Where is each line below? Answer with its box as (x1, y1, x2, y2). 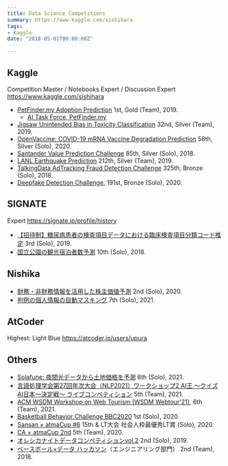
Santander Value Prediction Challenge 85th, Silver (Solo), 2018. (16, 149, 195, 158)
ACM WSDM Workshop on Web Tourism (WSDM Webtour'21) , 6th (16, 398, 203, 406)
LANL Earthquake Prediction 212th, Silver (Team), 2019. (16, 156, 173, 164)
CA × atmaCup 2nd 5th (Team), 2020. (16, 428, 124, 437)
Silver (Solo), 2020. (16, 142, 72, 150)
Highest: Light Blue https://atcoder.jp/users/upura (7, 334, 147, 343)
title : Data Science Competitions (7, 10, 106, 17)
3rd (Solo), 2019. (25, 239, 72, 247)
